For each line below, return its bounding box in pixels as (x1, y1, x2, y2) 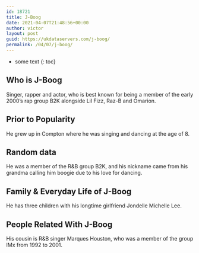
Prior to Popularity (6, 114, 75, 124)
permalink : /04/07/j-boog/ (6, 42, 73, 48)
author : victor (6, 25, 44, 31)
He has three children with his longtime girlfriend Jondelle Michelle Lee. (6, 202, 182, 209)
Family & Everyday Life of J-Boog (6, 186, 132, 196)
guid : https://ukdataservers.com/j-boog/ (6, 36, 110, 42)
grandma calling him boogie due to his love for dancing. (6, 169, 143, 177)
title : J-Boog (6, 14, 42, 20)
